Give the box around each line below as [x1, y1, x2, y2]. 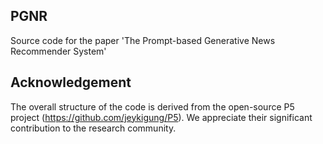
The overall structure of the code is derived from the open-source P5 [10, 100, 295, 113]
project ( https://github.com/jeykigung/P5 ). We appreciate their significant [10, 111, 313, 123]
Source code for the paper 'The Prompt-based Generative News [10, 34, 276, 46]
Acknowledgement [10, 74, 132, 91]
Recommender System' [10, 45, 107, 57]
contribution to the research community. [10, 122, 177, 134]
